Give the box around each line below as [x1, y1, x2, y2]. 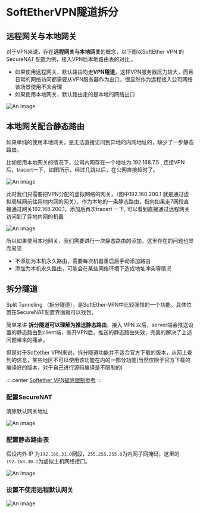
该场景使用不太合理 [14, 83, 62, 90]
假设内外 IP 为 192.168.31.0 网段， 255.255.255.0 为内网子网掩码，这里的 [6, 450, 180, 457]
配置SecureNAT [6, 393, 52, 401]
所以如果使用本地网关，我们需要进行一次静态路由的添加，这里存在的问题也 [6, 237, 189, 244]
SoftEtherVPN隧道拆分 [6, 5, 119, 19]
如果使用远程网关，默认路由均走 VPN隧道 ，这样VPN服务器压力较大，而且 [14, 68, 194, 75]
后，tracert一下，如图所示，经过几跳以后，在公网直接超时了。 [6, 166, 158, 173]
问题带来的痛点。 [6, 336, 48, 343]
